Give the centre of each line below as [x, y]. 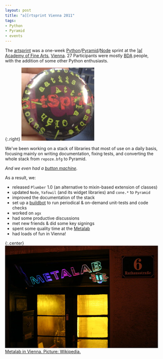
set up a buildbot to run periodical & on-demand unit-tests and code [80, 203]
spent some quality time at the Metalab [51, 228]
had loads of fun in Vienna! [39, 234]
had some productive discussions [46, 218]
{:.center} [15, 243]
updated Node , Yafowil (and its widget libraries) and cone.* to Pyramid [81, 192]
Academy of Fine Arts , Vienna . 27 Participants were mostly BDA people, [77, 56]
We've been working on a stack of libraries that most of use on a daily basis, [81, 148]
